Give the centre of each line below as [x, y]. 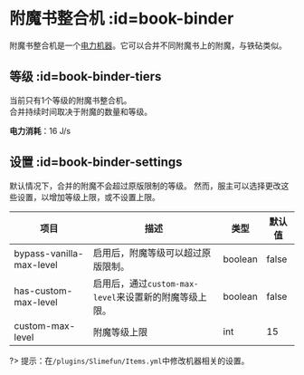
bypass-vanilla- [49, 253]
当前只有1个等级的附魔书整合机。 [71, 100]
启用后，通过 [121, 284]
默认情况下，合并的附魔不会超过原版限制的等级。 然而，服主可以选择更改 [145, 186]
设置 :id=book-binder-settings [96, 163]
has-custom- [43, 291]
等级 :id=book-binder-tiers [85, 77]
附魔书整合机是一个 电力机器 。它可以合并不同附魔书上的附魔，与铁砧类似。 [148, 45]
